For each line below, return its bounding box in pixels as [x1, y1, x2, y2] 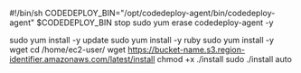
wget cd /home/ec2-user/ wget [9, 44, 127, 55]
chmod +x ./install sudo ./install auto [156, 54, 292, 64]
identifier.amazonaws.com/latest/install [9, 54, 155, 64]
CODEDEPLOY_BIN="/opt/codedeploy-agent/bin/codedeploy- [44, 8, 276, 18]
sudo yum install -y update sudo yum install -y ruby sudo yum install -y [9, 35, 274, 45]
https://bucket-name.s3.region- [127, 44, 246, 55]
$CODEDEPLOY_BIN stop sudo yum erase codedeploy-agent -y [35, 17, 274, 28]
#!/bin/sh [9, 8, 43, 18]
